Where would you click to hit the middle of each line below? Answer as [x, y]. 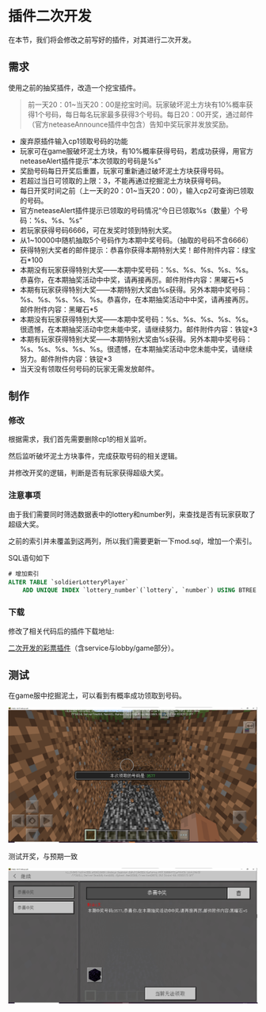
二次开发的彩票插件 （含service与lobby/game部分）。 [93, 648]
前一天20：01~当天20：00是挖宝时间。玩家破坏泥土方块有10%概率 [137, 105]
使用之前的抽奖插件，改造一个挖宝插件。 [74, 87]
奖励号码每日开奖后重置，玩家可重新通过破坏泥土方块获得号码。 [123, 170]
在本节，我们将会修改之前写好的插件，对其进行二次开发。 [102, 40]
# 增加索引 [24, 574]
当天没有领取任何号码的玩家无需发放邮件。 [89, 368]
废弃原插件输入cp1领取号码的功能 [74, 141]
